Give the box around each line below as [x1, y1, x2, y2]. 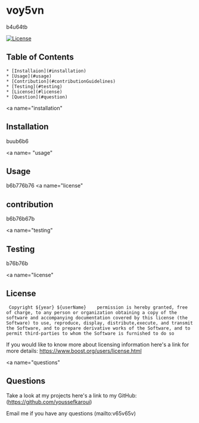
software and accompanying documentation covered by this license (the [6, 315, 188, 321]
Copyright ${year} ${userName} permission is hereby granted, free [8, 304, 188, 310]
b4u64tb [6, 23, 28, 30]
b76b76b [6, 260, 29, 267]
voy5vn [6, 4, 45, 17]
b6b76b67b [6, 215, 35, 222]
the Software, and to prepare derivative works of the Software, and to [6, 325, 191, 331]
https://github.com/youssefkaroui [8, 398, 91, 405]
